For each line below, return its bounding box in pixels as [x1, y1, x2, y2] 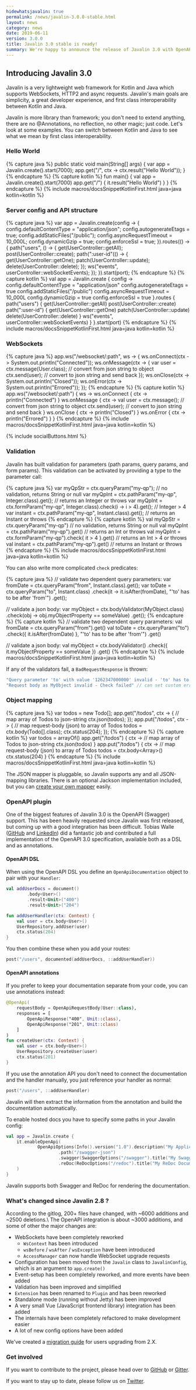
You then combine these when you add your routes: [6, 945, 131, 952]
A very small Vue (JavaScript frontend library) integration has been [14, 1302, 176, 1309]
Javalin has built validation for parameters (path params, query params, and [6, 461, 188, 468]
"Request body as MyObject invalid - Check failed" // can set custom [6, 682, 181, 688]
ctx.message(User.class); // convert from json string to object [6, 365, 154, 372]
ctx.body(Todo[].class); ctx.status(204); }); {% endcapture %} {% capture [6, 728, 184, 735]
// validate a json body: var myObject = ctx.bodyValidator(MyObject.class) [6, 605, 184, 612]
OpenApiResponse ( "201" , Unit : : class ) [27, 1021, 118, 1027]
